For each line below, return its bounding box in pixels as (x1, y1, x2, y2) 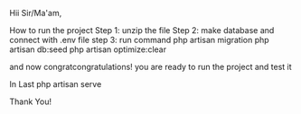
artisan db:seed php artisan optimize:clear (9, 44, 167, 55)
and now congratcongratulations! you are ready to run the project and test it (9, 62, 292, 72)
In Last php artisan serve (9, 79, 102, 89)
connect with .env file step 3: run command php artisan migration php (9, 35, 269, 45)
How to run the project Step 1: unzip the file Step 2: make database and (9, 25, 275, 35)
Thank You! (9, 96, 52, 107)
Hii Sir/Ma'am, (9, 8, 62, 18)
